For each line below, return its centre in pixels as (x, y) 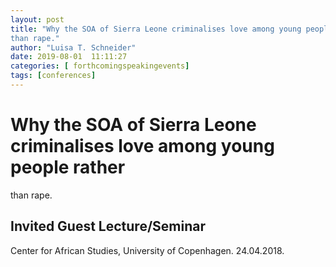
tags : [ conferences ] (53, 76)
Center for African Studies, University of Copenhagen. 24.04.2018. (147, 250)
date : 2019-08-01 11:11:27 (69, 57)
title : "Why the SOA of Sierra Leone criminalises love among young (156, 29)
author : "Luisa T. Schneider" (73, 47)
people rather (68, 167)
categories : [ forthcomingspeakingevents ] (100, 66)
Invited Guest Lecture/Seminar (108, 226)
